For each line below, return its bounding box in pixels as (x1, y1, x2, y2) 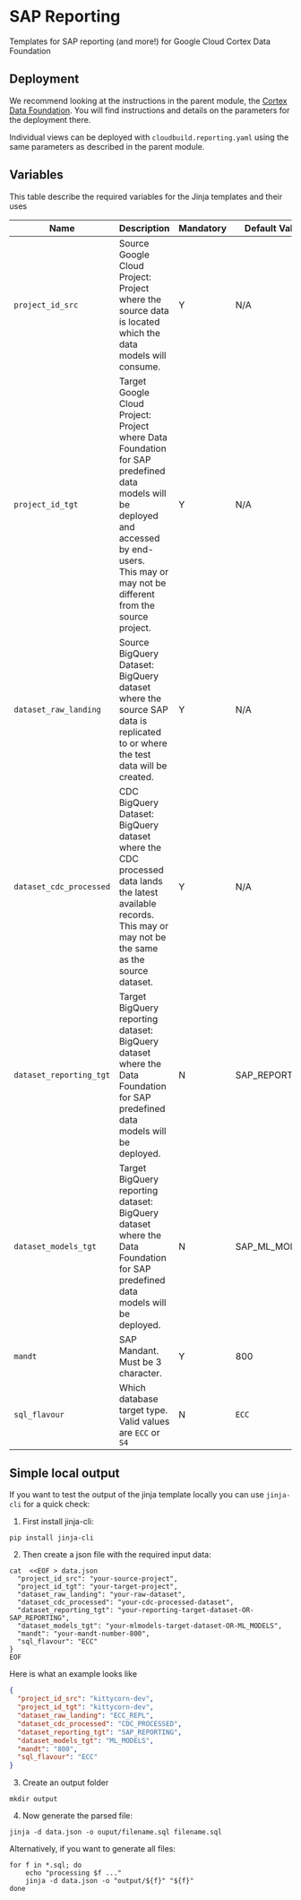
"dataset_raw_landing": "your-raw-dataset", (17, 1590, 186, 1600)
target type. (118, 1403, 168, 1416)
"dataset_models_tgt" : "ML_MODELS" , (17, 1736, 154, 1745)
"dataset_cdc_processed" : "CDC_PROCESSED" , (17, 1719, 182, 1728)
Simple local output (9, 1465, 120, 1480)
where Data (118, 430, 168, 443)
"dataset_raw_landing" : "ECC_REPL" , (17, 1711, 154, 1720)
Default (245, 221, 277, 234)
